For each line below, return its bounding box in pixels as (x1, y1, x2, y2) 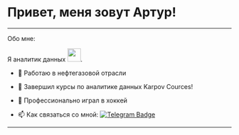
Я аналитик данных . (7, 54, 83, 64)
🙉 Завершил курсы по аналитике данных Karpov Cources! (17, 82, 193, 90)
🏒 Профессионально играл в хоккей (17, 96, 128, 105)
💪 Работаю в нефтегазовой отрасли (17, 69, 127, 77)
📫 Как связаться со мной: (17, 110, 99, 119)
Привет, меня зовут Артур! (7, 4, 176, 20)
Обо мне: (7, 34, 36, 42)
